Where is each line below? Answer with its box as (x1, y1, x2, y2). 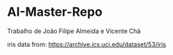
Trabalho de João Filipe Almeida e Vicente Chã (7, 27, 141, 35)
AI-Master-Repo (7, 4, 102, 20)
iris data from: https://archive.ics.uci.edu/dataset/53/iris (7, 40, 166, 48)
